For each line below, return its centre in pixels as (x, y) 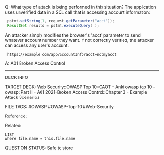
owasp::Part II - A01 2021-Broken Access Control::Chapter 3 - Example (76, 92)
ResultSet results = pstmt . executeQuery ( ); (53, 26)
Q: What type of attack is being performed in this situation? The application (81, 7)
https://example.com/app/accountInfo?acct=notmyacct (62, 54)
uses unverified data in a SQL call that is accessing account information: (78, 12)
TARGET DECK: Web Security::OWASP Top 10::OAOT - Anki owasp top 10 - (80, 87)
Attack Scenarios (22, 97)
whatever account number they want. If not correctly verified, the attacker (80, 40)
